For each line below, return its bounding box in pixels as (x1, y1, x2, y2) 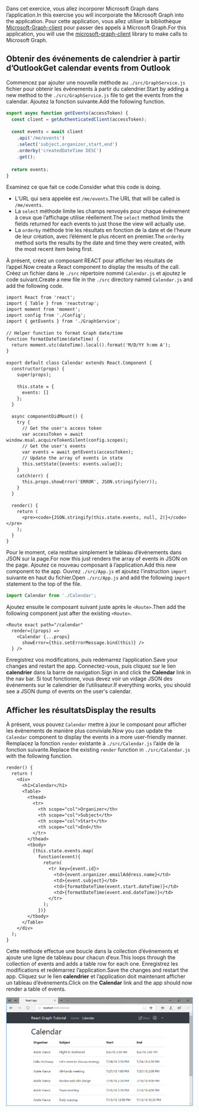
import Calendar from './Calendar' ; (6, 593, 97, 599)
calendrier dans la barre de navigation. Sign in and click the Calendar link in (6, 669, 191, 676)
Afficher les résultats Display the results (6, 705, 156, 715)
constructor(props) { (11, 366, 65, 372)
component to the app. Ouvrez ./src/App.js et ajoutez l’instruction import (6, 568, 187, 575)
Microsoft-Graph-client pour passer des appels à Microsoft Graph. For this (6, 24, 187, 31)
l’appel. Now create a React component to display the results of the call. (6, 263, 180, 271)
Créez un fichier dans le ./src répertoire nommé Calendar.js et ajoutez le (6, 270, 187, 277)
